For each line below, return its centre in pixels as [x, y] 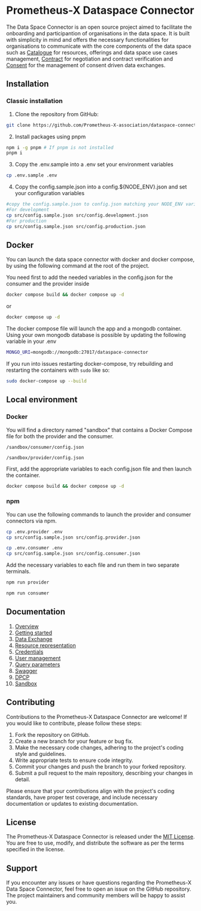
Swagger [26, 670]
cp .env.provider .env [34, 532]
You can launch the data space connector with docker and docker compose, [100, 259]
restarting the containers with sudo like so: [58, 370]
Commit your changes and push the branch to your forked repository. [100, 766]
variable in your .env [31, 341]
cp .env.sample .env [32, 175]
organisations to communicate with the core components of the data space [99, 46]
